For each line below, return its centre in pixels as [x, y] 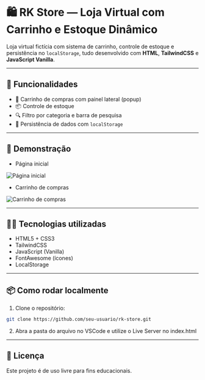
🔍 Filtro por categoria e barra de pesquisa [68, 115]
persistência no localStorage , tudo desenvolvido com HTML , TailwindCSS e [103, 53]
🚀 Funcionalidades [42, 85]
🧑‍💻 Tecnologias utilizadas [56, 224]
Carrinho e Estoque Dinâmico [82, 30]
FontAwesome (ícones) [44, 258]
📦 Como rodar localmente [57, 290]
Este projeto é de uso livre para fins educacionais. [69, 370]
